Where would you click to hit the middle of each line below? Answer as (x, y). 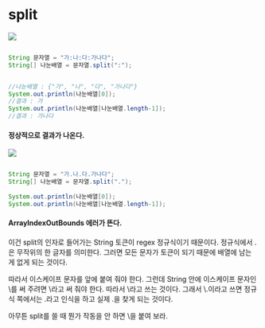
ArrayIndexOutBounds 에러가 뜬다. (65, 223)
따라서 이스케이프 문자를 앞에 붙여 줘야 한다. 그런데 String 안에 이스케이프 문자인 (132, 279)
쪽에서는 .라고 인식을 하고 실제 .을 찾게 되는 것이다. (95, 299)
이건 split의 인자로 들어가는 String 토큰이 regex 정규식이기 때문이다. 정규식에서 (131, 242)
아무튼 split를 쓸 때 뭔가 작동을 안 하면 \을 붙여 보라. (88, 315)
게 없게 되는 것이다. (38, 262)
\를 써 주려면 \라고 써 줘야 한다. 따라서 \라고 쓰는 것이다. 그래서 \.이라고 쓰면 (125, 289)
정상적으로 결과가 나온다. (47, 135)
